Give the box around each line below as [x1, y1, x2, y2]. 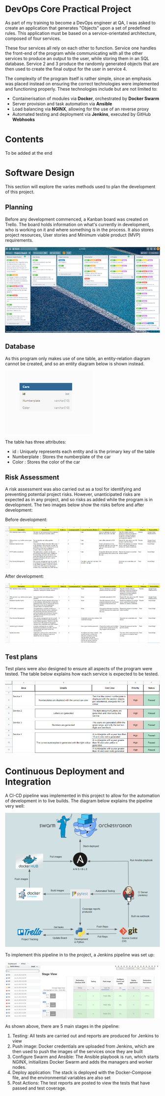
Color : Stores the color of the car [12, 459, 80, 465]
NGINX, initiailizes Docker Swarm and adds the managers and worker [12, 1059, 153, 1065]
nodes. [12, 1064, 27, 1070]
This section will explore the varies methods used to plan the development [5, 183, 156, 189]
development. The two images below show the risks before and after [5, 502, 144, 508]
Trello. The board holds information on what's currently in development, [5, 221, 151, 227]
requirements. [5, 237, 33, 243]
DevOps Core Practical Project [5, 3, 132, 15]
